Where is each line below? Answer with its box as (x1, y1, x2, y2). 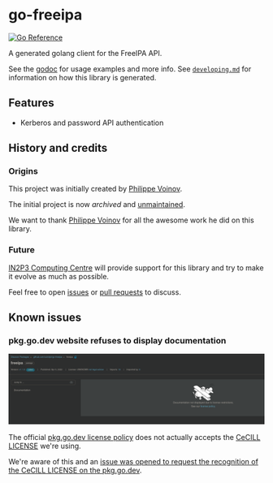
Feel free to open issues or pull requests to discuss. (8, 287, 181, 297)
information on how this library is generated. (8, 72, 157, 82)
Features (8, 96, 54, 110)
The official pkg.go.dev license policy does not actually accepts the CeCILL (8, 433, 261, 442)
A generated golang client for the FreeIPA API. (8, 48, 162, 58)
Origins (8, 166, 38, 177)
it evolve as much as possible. (8, 271, 110, 281)
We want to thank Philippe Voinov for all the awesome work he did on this (8, 215, 254, 225)
